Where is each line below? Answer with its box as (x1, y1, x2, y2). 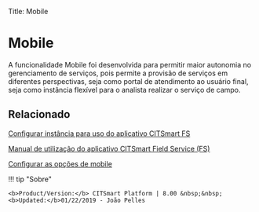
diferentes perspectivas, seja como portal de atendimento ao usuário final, (8, 76, 249, 86)
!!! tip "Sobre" (8, 174, 53, 184)
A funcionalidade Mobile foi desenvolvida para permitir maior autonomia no (8, 60, 252, 69)
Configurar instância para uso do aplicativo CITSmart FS (8, 129, 191, 138)
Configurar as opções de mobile (8, 159, 112, 168)
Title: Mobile (8, 7, 49, 16)
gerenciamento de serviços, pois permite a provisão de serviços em (8, 68, 228, 78)
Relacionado (8, 108, 71, 121)
